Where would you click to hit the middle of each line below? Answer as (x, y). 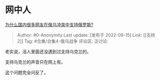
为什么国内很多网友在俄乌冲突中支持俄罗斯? (49, 25)
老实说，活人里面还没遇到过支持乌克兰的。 (48, 52)
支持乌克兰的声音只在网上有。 (35, 62)
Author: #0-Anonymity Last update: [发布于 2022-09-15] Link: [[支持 (86, 35)
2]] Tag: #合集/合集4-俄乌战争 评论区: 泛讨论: (63, 41)
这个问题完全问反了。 (27, 72)
